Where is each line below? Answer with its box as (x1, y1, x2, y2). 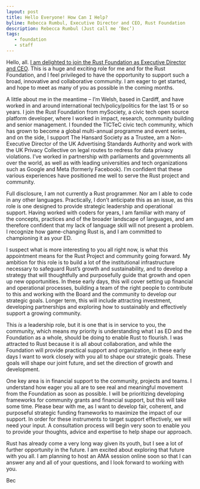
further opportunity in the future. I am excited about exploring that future (6, 446, 185, 453)
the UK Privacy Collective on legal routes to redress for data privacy (6, 146, 173, 153)
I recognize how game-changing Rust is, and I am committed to (6, 228, 162, 235)
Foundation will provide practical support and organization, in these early (6, 347, 186, 354)
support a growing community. (6, 309, 82, 317)
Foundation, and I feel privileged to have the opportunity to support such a (6, 71, 189, 78)
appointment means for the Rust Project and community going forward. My (6, 252, 191, 259)
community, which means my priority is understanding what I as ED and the (6, 327, 192, 335)
